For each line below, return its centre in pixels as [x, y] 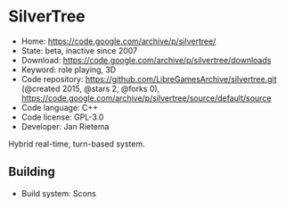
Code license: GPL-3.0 [62, 117]
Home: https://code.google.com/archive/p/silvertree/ [118, 41]
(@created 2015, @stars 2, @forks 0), [90, 88]
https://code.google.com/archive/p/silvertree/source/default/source [146, 98]
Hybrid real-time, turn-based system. [77, 144]
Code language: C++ [60, 107]
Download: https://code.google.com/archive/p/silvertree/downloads [146, 60]
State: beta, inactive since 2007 [79, 50]
